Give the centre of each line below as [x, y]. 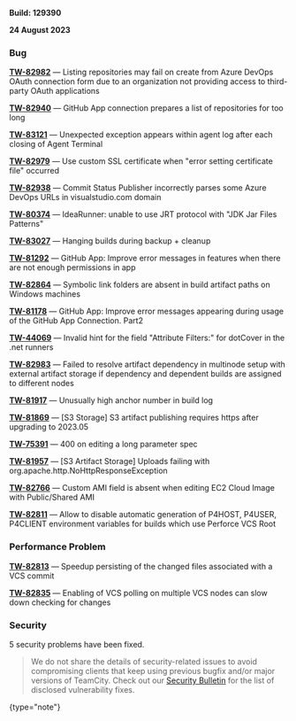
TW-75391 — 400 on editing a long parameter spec [103, 444]
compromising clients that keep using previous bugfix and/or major [153, 671]
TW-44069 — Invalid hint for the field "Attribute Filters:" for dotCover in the [147, 338]
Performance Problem [57, 547]
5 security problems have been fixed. [77, 644]
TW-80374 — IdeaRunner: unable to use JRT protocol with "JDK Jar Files [143, 214]
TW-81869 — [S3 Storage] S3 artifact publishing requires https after [134, 418]
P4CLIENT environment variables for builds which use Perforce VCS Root [143, 524]
